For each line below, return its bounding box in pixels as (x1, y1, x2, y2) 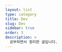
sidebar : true (5, 26, 35, 31)
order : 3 (5, 30, 23, 35)
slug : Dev (5, 21, 26, 26)
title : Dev (5, 16, 28, 21)
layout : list (5, 7, 32, 12)
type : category (5, 12, 37, 17)
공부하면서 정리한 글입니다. (9, 40, 58, 45)
